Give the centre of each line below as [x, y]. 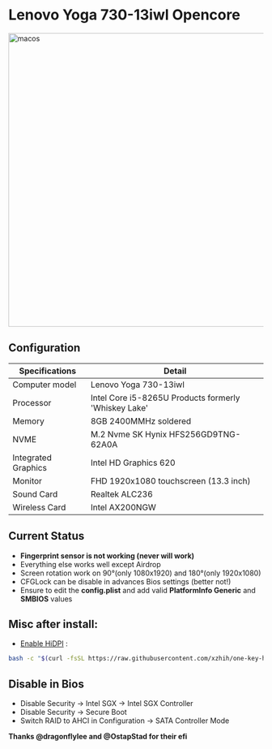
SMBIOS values [46, 599]
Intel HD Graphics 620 [133, 463]
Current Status [47, 536]
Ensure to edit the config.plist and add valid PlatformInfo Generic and [138, 590]
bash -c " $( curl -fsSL [47, 659]
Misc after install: [53, 624]
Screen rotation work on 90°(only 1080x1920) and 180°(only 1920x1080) [140, 573]
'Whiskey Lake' [119, 407]
